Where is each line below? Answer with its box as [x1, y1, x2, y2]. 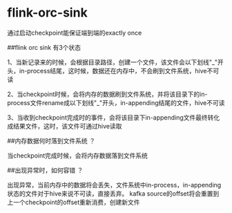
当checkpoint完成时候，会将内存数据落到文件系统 [7, 151, 148, 160]
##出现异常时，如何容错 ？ [7, 166, 84, 174]
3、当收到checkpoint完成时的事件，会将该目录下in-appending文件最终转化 [7, 113, 220, 122]
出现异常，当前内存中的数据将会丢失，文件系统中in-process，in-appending [7, 180, 222, 189]
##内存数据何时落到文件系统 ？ [7, 136, 95, 145]
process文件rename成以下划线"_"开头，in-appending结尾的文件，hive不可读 [7, 98, 225, 106]
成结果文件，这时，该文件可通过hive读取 [7, 122, 122, 130]
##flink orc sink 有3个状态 [7, 43, 81, 51]
